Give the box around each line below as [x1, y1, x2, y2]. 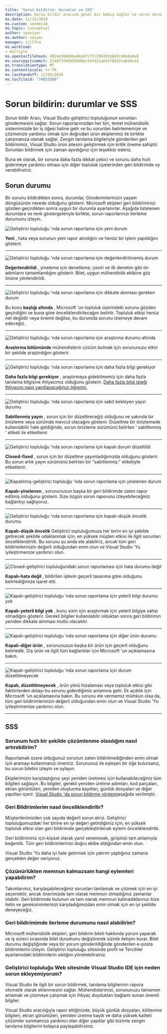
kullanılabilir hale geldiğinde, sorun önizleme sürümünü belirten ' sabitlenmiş [5, 424, 162, 430]
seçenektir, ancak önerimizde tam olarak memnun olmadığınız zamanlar [5, 891, 152, 897]
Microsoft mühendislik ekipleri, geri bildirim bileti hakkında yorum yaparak [5, 931, 157, 937]
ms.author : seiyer [5, 35, 43, 40]
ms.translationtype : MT [5, 63, 55, 68]
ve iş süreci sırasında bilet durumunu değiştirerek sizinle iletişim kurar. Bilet [5, 936, 159, 942]
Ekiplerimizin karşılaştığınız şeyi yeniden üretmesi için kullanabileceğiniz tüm [5, 775, 162, 781]
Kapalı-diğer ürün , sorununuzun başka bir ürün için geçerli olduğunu [5, 642, 148, 648]
